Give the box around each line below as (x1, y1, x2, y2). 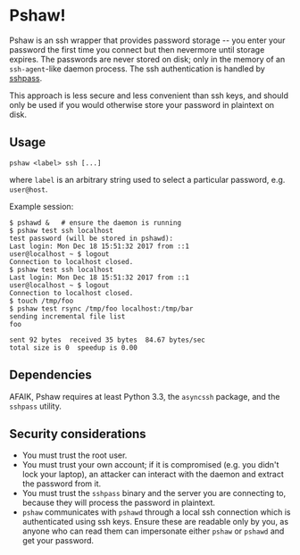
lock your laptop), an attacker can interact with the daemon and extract (21, 469, 284, 480)
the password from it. (21, 478, 102, 489)
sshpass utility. (9, 401, 62, 411)
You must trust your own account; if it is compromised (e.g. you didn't (21, 460, 279, 470)
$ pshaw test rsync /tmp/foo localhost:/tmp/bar (9, 304, 194, 313)
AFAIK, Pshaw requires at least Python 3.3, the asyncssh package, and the (9, 391, 280, 402)
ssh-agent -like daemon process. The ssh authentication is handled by (9, 63, 265, 74)
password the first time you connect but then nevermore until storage (9, 44, 265, 54)
